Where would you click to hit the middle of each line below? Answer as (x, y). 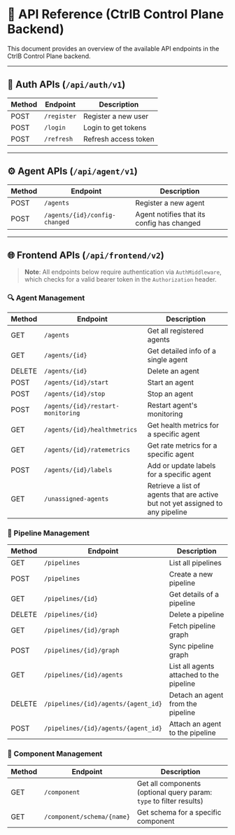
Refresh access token (119, 139)
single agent (168, 359)
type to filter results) (170, 801)
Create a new (191, 574)
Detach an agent (196, 695)
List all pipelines (195, 563)
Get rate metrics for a (182, 446)
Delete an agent (173, 371)
